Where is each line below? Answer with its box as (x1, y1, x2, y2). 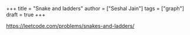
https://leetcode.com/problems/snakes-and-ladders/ (6, 23, 135, 29)
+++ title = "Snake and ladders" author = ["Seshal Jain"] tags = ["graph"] (6, 5, 185, 12)
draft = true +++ (6, 11, 46, 18)
